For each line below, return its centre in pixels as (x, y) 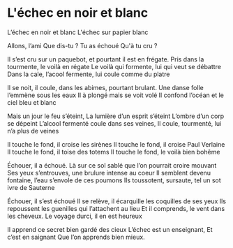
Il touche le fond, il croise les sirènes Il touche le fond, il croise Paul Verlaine (116, 144)
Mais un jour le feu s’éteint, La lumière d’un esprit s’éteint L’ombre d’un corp (116, 116)
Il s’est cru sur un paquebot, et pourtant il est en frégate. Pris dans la (106, 59)
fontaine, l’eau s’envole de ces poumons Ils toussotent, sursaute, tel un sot (114, 180)
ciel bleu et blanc (32, 102)
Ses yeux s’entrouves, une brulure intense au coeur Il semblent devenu (109, 173)
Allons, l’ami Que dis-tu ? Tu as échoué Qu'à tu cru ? (82, 45)
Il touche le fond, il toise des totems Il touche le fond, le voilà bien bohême (114, 152)
